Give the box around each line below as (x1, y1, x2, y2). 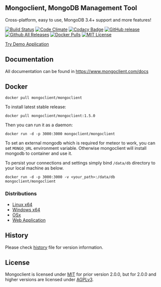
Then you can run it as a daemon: (5, 122, 73, 128)
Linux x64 (12, 201, 33, 207)
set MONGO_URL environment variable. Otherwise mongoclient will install (5, 145, 147, 151)
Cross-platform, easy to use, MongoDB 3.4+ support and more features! (5, 17, 151, 23)
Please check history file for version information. (5, 244, 104, 250)
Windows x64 (12, 207, 41, 213)
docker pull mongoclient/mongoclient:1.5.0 (5, 114, 96, 119)
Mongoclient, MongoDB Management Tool (5, 4, 137, 12)
